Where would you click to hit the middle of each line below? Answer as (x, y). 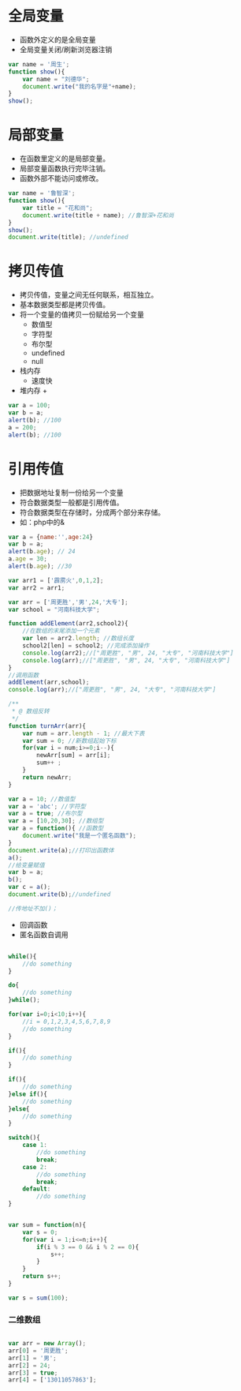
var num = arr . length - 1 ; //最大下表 (83, 733)
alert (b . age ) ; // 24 (42, 552)
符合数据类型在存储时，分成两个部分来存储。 (92, 512)
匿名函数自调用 (44, 934)
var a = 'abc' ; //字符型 (47, 806)
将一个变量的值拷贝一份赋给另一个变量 (82, 315)
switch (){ (24, 1138)
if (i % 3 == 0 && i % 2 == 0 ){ (88, 1247)
